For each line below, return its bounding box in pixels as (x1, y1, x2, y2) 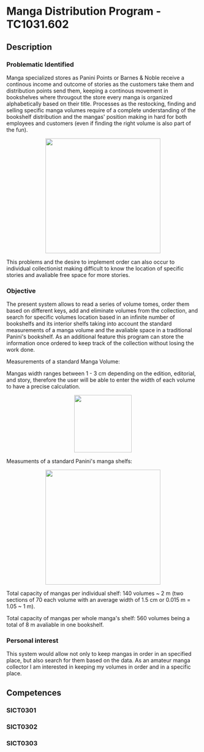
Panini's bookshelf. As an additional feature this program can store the (6, 333, 184, 341)
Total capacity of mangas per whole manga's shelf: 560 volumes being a (6, 615, 190, 622)
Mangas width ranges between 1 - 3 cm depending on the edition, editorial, (6, 370, 196, 378)
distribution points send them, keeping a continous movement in (6, 87, 168, 94)
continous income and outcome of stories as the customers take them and (6, 80, 194, 88)
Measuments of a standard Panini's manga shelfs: (6, 458, 133, 465)
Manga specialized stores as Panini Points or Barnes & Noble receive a (6, 74, 185, 81)
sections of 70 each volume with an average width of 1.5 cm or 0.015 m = (6, 596, 191, 604)
